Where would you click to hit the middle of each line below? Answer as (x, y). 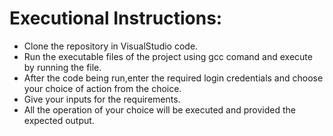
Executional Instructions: (116, 18)
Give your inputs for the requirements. (102, 99)
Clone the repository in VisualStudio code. (111, 46)
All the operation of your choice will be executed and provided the (159, 109)
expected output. (59, 120)
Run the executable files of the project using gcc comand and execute (168, 56)
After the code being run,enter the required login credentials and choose (173, 78)
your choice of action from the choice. (102, 88)
